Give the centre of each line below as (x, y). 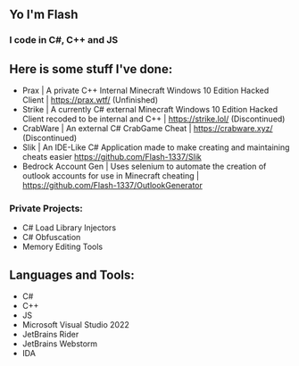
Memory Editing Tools (62, 247)
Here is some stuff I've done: (91, 69)
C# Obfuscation (51, 237)
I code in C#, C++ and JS (64, 40)
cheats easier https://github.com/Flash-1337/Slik (112, 157)
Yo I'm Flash (44, 15)
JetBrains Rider (50, 335)
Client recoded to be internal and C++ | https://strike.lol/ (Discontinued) (154, 119)
